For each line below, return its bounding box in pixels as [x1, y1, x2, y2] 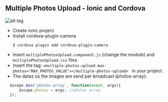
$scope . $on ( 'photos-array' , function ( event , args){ [10, 83, 121, 88]
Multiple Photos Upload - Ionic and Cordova [5, 4, 146, 13]
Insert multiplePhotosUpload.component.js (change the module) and [12, 51, 155, 57]
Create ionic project [12, 27, 54, 33]
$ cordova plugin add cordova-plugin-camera [12, 43, 108, 48]
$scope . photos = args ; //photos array [18, 87, 101, 93]
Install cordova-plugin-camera [12, 32, 76, 39]
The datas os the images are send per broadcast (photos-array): [12, 73, 147, 79]
